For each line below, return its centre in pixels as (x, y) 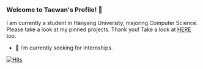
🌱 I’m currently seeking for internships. (64, 48)
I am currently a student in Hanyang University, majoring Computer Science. (102, 23)
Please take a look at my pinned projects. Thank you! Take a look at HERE (99, 29)
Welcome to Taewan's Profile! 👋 (54, 10)
